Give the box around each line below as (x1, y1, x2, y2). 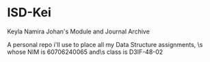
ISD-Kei (7, 5, 51, 20)
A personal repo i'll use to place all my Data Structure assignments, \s (7, 40, 203, 48)
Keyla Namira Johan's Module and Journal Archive (7, 27, 150, 35)
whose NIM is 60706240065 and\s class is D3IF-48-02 (7, 48, 163, 56)
